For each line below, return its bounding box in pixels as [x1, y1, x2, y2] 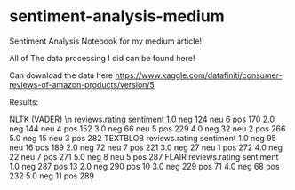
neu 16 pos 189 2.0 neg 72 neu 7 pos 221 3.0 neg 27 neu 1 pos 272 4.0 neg [9, 142, 283, 153]
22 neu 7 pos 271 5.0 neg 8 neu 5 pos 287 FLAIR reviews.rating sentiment [9, 151, 279, 162]
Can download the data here [9, 69, 114, 81]
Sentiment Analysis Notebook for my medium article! [9, 36, 203, 46]
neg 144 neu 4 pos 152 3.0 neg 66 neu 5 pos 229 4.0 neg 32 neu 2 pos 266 [9, 123, 286, 134]
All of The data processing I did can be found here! [9, 52, 195, 63]
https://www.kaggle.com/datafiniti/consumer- [115, 69, 283, 81]
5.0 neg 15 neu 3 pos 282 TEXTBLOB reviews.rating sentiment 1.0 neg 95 [9, 132, 277, 143]
